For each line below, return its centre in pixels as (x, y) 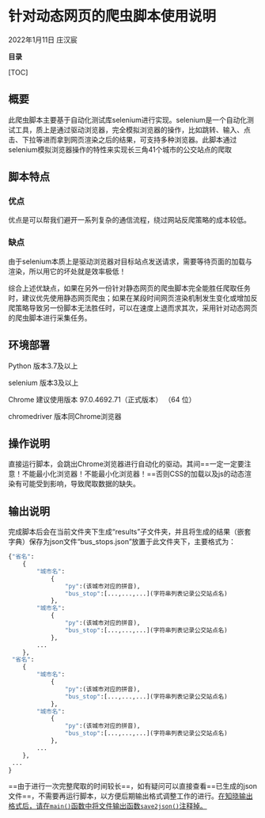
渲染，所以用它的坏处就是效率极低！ (67, 271)
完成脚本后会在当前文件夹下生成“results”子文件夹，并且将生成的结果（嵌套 (130, 532)
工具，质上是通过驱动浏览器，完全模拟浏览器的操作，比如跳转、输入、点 (132, 129)
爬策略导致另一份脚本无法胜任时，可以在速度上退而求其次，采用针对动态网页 (133, 308)
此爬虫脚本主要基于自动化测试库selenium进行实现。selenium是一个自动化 (128, 120)
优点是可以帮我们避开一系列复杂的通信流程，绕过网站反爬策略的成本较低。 (129, 220)
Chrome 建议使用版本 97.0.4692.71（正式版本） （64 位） (102, 399)
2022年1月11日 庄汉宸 (43, 40)
